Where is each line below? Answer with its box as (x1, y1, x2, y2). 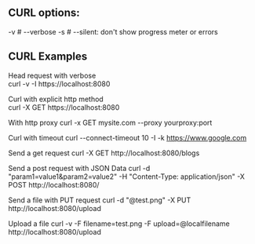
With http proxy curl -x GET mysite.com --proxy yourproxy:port (8, 118, 213, 127)
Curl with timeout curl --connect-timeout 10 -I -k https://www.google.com (8, 133, 247, 142)
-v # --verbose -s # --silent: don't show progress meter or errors (8, 27, 218, 36)
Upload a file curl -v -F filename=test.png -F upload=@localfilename (8, 219, 230, 228)
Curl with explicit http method (8, 94, 104, 104)
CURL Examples (8, 50, 88, 64)
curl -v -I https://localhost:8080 (8, 78, 111, 89)
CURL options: (8, 6, 80, 20)
